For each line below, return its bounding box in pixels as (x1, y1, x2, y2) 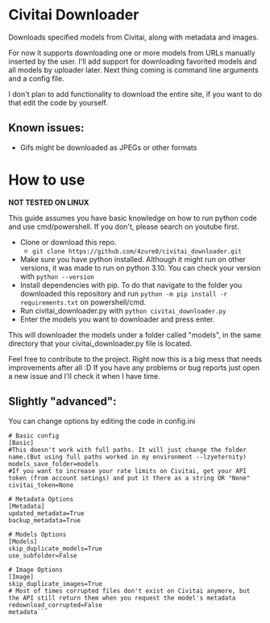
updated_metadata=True (8, 509, 85, 517)
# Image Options (8, 566, 63, 574)
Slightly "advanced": (8, 395, 117, 409)
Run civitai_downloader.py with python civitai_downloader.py (19, 305, 226, 315)
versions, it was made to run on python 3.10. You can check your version (19, 263, 261, 272)
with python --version (19, 272, 94, 281)
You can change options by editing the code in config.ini (8, 416, 196, 426)
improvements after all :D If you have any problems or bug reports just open (8, 363, 260, 372)
